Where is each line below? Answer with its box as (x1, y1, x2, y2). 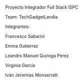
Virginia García (5, 62, 36, 68)
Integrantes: (5, 23, 30, 29)
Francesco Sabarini (5, 33, 45, 39)
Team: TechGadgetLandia (5, 14, 58, 19)
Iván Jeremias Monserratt (5, 72, 58, 78)
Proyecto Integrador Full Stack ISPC (5, 4, 79, 10)
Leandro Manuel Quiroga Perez (5, 52, 69, 58)
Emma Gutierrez (5, 43, 38, 49)
